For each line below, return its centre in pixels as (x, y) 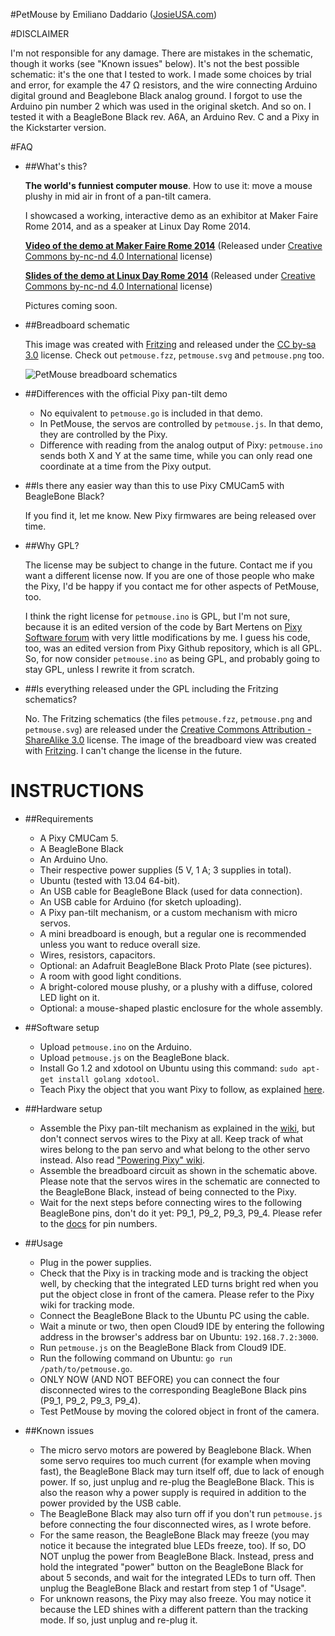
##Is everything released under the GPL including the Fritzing (151, 688)
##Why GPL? (52, 545)
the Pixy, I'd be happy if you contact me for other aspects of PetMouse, (172, 586)
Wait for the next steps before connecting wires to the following (171, 1202)
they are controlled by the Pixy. (103, 434)
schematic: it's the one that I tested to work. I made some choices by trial (161, 74)
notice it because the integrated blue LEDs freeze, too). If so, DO (173, 1545)
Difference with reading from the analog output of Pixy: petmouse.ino (181, 445)
